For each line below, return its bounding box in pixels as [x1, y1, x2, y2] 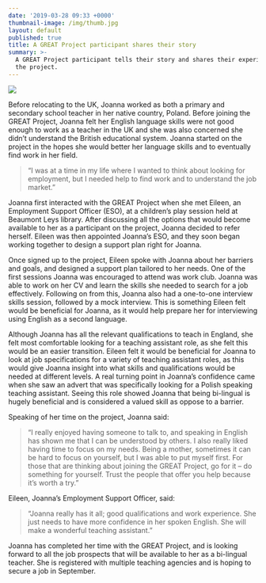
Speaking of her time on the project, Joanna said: [8, 412, 169, 421]
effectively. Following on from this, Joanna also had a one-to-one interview [8, 288, 253, 298]
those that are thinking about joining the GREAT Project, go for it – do [27, 461, 253, 471]
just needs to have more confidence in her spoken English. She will [27, 516, 247, 527]
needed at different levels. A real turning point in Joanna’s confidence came [8, 372, 256, 381]
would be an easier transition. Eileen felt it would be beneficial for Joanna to [8, 346, 256, 356]
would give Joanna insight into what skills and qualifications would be [8, 363, 236, 372]
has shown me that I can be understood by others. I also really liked [27, 436, 249, 445]
